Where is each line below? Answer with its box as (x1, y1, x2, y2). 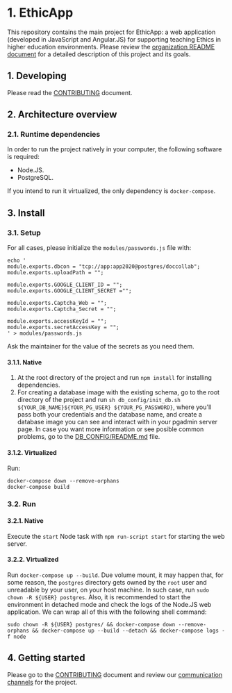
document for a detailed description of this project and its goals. (7, 50, 191, 58)
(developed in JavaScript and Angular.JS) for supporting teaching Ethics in (7, 35, 221, 43)
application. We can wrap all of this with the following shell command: (7, 608, 207, 616)
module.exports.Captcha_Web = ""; (7, 300, 108, 307)
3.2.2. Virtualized (7, 556, 59, 564)
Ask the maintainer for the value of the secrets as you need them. (7, 342, 194, 351)
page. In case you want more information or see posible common (17, 425, 204, 433)
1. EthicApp (7, 5, 74, 21)
